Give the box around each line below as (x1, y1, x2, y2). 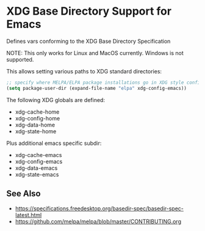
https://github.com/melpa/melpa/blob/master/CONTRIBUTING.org (15, 218, 182, 225)
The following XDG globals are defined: (6, 96, 106, 103)
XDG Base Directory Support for (6, 4, 172, 18)
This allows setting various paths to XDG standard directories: (6, 67, 162, 75)
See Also (6, 188, 41, 199)
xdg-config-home (15, 114, 60, 122)
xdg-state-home (15, 127, 57, 135)
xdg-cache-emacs (15, 151, 62, 158)
